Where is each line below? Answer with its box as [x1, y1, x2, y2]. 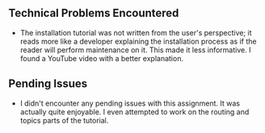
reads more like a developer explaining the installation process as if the [19, 36, 257, 46]
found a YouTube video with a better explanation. [19, 53, 184, 63]
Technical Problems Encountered [8, 6, 179, 20]
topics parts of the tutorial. [19, 115, 109, 125]
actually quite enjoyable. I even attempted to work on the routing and [19, 106, 250, 116]
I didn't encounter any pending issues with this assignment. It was [19, 98, 241, 108]
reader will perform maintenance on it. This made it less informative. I [19, 44, 251, 55]
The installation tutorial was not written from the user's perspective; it [19, 27, 252, 37]
